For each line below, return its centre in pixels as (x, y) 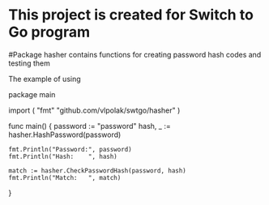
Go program (49, 32)
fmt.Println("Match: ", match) (65, 177)
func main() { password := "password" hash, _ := (90, 126)
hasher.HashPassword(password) (65, 135)
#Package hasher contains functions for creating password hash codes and (135, 54)
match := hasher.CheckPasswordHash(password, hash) (97, 171)
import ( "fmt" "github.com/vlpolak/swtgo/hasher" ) (94, 110)
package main (32, 94)
